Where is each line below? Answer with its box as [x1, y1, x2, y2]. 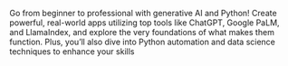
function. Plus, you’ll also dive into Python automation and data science [9, 36, 276, 47]
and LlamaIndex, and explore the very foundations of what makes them [9, 27, 274, 37]
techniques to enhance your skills [9, 46, 135, 57]
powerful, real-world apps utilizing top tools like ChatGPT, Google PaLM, [9, 17, 280, 28]
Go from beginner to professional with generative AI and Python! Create [9, 8, 278, 18]
